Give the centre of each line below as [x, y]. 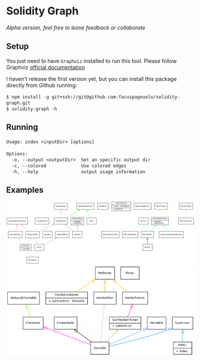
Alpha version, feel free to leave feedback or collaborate [76, 28]
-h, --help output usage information [79, 172]
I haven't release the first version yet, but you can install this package [92, 78]
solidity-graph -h [35, 109]
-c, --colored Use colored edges [69, 166]
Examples [25, 190]
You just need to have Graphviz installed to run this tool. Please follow [92, 60]
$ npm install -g [28, 97]
